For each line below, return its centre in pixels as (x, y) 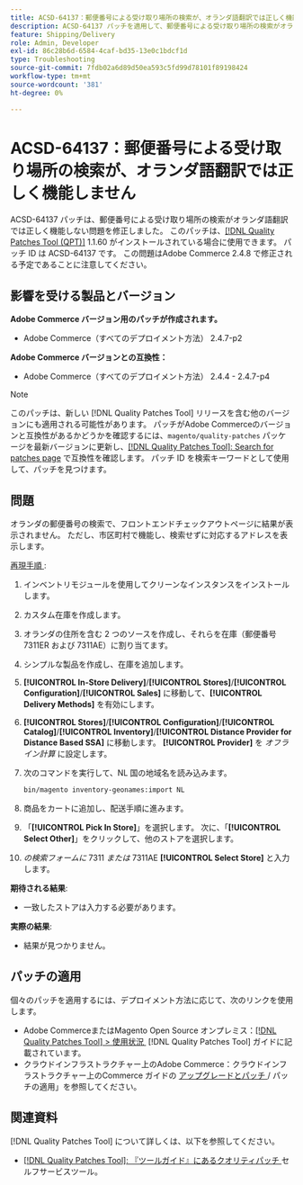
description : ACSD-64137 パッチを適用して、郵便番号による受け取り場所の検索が (145, 26)
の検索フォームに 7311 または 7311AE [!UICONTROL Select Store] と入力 (156, 857)
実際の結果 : (31, 926)
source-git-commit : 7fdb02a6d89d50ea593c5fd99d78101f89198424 (129, 68)
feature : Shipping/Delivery (63, 34)
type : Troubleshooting (53, 59)
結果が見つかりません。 (67, 945)
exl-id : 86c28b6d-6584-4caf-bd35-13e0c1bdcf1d (99, 51)
